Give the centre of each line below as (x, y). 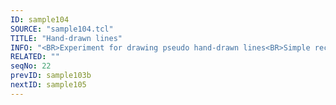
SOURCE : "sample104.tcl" (62, 29)
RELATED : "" (35, 57)
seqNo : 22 (31, 66)
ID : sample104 (40, 19)
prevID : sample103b (51, 76)
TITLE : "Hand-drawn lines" (66, 38)
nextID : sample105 (48, 85)
